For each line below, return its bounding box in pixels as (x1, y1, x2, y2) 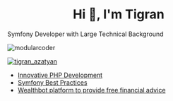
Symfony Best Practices (17, 78, 88, 87)
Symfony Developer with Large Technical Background (7, 30, 164, 38)
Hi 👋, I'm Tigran (73, 6, 165, 23)
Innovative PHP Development (17, 71, 103, 79)
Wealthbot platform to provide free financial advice (17, 85, 166, 94)
